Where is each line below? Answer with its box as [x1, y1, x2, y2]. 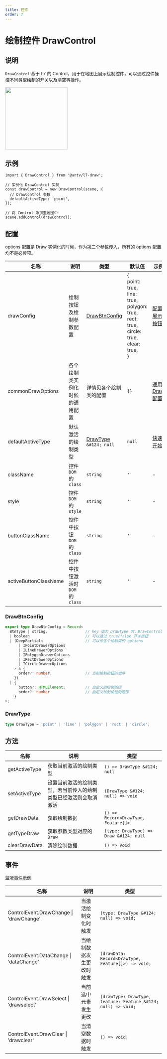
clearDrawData [7, 842, 43, 849]
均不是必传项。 [5, 250, 36, 256]
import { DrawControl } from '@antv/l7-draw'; [5, 173, 103, 178]
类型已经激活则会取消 [47, 794, 98, 801]
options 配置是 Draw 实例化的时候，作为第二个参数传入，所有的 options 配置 [5, 244, 162, 250]
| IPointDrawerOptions [18, 643, 66, 648]
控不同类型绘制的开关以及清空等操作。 [5, 77, 83, 83]
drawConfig [7, 312, 36, 319]
